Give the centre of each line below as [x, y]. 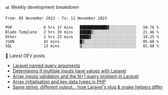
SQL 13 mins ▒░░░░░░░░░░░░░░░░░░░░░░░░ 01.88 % [82, 46]
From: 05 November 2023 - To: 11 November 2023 [56, 18]
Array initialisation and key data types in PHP [59, 82]
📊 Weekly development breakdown [42, 7]
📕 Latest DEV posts [25, 56]
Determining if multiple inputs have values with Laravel [69, 71]
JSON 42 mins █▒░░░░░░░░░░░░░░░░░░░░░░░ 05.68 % [82, 41]
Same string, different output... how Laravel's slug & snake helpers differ [88, 87]
